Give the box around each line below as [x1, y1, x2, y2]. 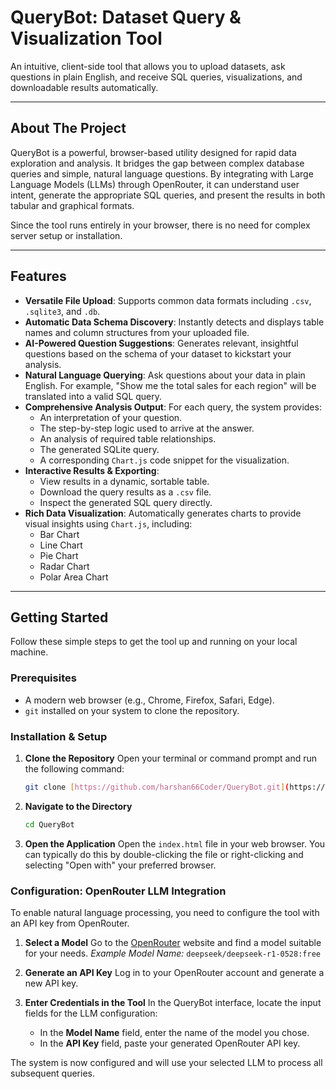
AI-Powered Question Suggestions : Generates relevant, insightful [24, 337, 299, 349]
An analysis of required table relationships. [39, 432, 217, 445]
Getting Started [10, 609, 109, 626]
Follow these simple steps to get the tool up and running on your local [10, 636, 298, 648]
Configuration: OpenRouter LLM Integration [10, 884, 227, 898]
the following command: [24, 762, 125, 775]
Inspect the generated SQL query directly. [39, 496, 213, 508]
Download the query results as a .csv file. [39, 486, 212, 498]
